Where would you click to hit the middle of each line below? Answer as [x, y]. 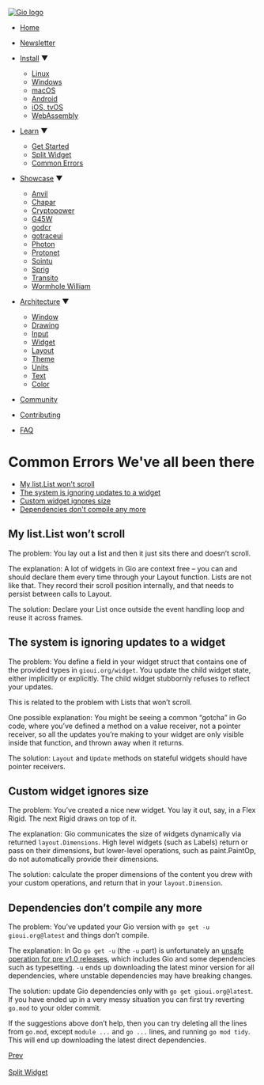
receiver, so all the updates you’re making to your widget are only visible [126, 734]
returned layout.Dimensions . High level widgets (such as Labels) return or [128, 842]
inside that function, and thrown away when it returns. [96, 742]
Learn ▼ [34, 131]
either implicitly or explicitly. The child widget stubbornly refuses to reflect [129, 678]
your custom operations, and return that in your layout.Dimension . [115, 883]
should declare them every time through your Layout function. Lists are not [130, 577]
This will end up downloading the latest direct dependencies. [107, 1040]
